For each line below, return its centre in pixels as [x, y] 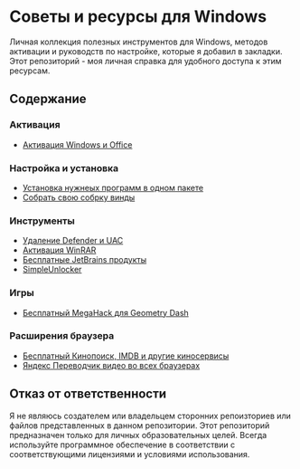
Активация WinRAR [59, 250]
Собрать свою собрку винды [79, 197]
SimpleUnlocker [52, 270]
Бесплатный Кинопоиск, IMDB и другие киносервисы [126, 356]
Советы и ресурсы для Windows [138, 17]
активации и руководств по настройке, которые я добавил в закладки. [146, 51]
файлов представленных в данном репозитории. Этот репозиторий [140, 425]
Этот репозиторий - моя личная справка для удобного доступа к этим [145, 61]
